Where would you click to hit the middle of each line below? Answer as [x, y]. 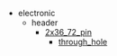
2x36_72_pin [68, 32]
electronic [36, 13]
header [45, 23]
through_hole [83, 42]
